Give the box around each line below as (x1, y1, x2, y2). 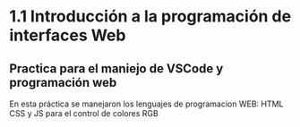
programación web (9, 74, 117, 90)
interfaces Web (9, 25, 126, 46)
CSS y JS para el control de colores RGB (9, 108, 159, 118)
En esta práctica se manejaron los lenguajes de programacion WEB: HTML (9, 98, 284, 109)
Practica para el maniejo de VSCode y (9, 61, 224, 76)
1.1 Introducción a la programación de (9, 6, 292, 27)
